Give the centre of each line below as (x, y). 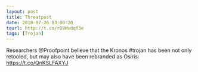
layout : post (22, 12)
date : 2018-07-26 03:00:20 (40, 22)
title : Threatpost (29, 17)
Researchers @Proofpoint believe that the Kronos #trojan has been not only (99, 50)
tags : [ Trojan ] (25, 34)
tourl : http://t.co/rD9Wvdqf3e (45, 28)
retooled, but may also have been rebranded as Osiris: (73, 57)
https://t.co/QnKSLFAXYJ (37, 63)
